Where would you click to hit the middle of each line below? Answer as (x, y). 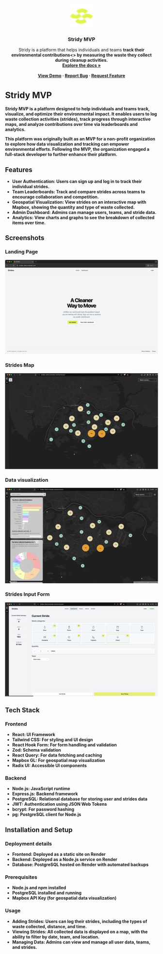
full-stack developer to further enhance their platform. (61, 155)
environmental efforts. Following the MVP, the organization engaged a (77, 149)
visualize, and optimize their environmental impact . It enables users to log (81, 114)
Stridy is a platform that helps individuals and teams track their (81, 50)
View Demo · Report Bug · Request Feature (81, 76)
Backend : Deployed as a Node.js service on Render (65, 859)
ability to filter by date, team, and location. (56, 936)
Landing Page (22, 252)
